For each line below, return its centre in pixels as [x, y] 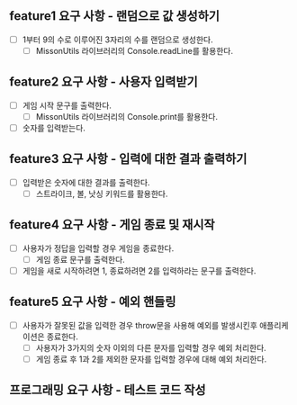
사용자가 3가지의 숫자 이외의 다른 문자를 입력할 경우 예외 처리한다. [151, 347]
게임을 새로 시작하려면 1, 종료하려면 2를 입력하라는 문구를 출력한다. [139, 270]
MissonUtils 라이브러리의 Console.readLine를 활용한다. [135, 50]
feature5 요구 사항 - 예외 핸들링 [93, 302]
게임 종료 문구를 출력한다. [81, 259]
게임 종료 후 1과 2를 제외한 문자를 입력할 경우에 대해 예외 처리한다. [151, 359]
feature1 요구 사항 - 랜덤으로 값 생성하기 [115, 16]
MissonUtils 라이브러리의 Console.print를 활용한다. [127, 116]
